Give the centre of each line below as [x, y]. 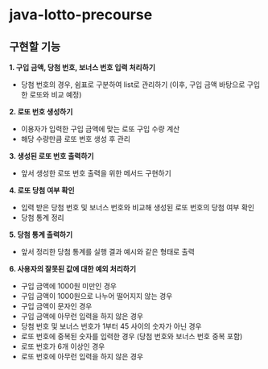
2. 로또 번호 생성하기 [41, 112]
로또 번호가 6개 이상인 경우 [63, 346]
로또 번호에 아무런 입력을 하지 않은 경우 [82, 357]
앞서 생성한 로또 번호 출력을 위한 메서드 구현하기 [96, 173]
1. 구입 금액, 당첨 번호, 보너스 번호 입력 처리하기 [82, 67]
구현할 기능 [35, 46]
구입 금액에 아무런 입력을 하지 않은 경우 [82, 316]
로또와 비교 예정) [56, 95]
